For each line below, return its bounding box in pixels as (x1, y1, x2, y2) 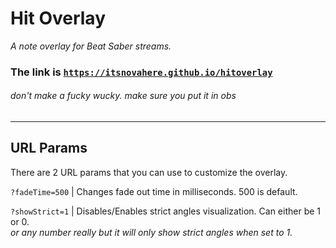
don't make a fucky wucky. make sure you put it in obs (10, 90, 237, 102)
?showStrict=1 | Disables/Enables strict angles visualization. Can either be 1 (10, 205, 322, 217)
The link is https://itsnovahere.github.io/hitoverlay (10, 65, 273, 79)
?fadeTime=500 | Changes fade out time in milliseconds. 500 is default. (10, 185, 298, 197)
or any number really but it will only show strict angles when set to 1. (10, 226, 293, 238)
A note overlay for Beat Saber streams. (10, 40, 172, 52)
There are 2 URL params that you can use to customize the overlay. (10, 166, 288, 178)
